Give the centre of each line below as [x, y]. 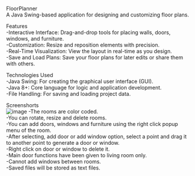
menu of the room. [29, 130]
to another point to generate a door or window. [63, 143]
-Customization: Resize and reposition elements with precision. [83, 45]
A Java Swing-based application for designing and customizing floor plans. [97, 15]
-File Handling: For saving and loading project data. [69, 94]
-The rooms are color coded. [64, 112]
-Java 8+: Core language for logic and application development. [84, 87]
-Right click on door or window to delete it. [58, 149]
